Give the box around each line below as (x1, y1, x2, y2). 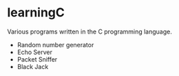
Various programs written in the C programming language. (7, 27, 172, 36)
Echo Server (17, 48, 53, 56)
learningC (7, 5, 65, 21)
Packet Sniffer (17, 55, 58, 63)
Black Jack (17, 62, 49, 71)
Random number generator (17, 40, 94, 49)
